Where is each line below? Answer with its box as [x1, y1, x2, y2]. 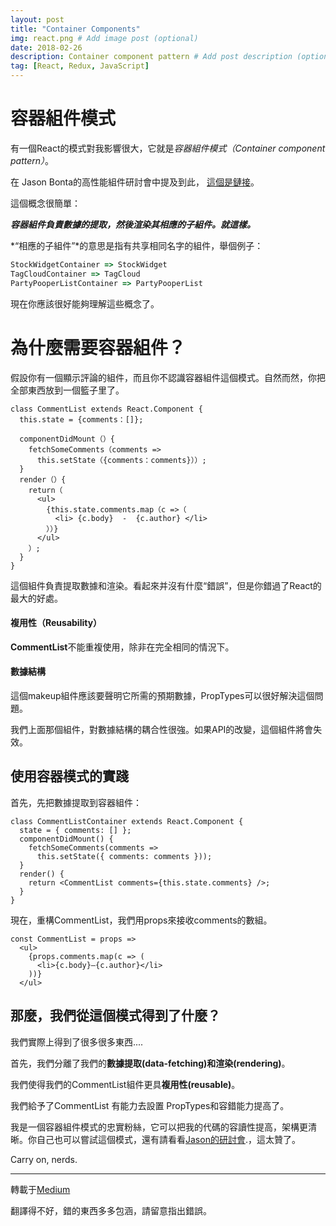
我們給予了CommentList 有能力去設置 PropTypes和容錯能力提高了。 [10, 1099, 290, 1111]
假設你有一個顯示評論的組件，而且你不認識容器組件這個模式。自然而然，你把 [10, 371, 326, 383]
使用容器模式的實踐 [10, 768, 129, 785]
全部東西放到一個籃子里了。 [10, 384, 125, 396]
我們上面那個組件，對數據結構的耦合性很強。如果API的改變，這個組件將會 [10, 723, 314, 735]
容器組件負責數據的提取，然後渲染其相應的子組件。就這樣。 [10, 218, 256, 230]
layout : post [10, 14, 65, 25]
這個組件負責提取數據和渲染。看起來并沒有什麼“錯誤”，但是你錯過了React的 [10, 579, 322, 591]
